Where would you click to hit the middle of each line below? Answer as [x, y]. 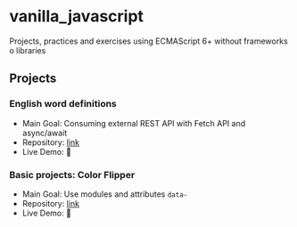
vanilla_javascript [77, 16]
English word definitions [63, 104]
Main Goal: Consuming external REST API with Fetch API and [134, 123]
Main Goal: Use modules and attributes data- [105, 194]
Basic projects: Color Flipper [72, 174]
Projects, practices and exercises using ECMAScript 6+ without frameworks [148, 41]
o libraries [28, 50]
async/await [45, 133]
